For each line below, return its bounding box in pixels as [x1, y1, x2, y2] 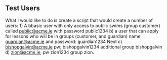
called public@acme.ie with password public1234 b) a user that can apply [5, 27, 159, 34]
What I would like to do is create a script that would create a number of [5, 17, 153, 23]
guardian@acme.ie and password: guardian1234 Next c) [5, 38, 122, 44]
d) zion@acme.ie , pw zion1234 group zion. [5, 49, 95, 55]
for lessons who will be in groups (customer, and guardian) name [5, 33, 141, 39]
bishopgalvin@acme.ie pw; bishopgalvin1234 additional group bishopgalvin [5, 43, 162, 49]
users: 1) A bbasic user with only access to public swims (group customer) [5, 22, 160, 28]
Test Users [5, 4, 40, 12]
